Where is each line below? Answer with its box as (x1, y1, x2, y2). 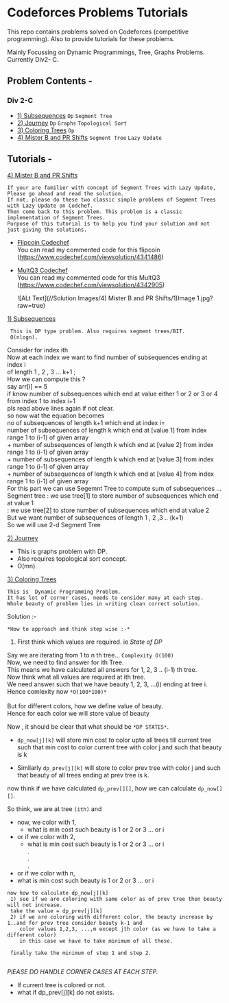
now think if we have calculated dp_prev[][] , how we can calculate (7, 784, 197, 793)
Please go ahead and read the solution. (7, 191, 125, 197)
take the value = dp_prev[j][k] (10, 908, 103, 915)
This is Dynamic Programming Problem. (7, 588, 121, 596)
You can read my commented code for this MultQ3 (16, 274, 160, 282)
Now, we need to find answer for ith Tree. (7, 658, 124, 666)
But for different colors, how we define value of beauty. (7, 702, 163, 710)
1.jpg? (196, 294, 213, 302)
